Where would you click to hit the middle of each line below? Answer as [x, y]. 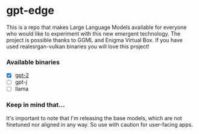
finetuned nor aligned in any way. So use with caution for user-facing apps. [99, 124]
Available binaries [33, 62]
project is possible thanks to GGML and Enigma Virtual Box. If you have [94, 40]
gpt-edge [30, 11]
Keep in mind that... [36, 105]
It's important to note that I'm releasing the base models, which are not [94, 118]
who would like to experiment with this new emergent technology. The [93, 33]
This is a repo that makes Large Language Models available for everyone [96, 27]
